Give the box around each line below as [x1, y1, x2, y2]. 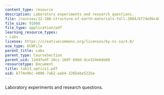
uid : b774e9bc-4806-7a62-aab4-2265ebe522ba [5, 71, 95, 76]
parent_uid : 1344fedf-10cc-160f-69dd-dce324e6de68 [5, 57, 110, 62]
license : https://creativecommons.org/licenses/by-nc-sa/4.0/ [5, 39, 134, 44]
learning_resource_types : [5, 30, 58, 35]
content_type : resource [5, 7, 54, 12]
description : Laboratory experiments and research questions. [5, 12, 134, 17]
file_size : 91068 [5, 21, 41, 26]
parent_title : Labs [5, 48, 45, 53]
